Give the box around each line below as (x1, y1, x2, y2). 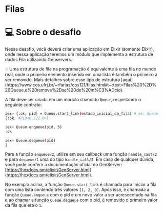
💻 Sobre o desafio (5, 27, 82, 38)
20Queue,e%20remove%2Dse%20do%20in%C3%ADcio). (5, 87, 123, 93)
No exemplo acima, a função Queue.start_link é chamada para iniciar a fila (5, 182, 157, 188)
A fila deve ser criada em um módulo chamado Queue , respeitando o (5, 97, 142, 103)
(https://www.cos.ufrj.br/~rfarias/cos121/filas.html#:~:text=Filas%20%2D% (5, 82, 157, 88)
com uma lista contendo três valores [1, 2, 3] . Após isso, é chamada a (5, 187, 150, 192)
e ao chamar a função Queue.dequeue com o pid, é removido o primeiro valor (5, 197, 158, 203)
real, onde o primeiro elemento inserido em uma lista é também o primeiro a (5, 72, 158, 78)
